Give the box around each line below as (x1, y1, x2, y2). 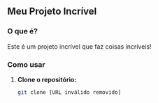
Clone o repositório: (17, 75, 77, 84)
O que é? (7, 26, 38, 36)
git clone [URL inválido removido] (17, 88, 122, 96)
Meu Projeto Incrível (7, 6, 97, 17)
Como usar (7, 59, 45, 69)
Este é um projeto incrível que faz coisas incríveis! (7, 42, 152, 51)
